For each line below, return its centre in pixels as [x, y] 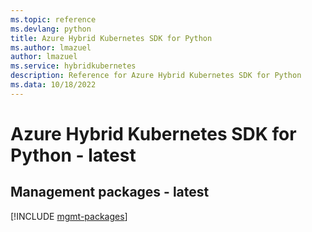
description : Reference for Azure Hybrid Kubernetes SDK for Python [156, 76]
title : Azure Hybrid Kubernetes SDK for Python [111, 38]
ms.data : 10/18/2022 [53, 85]
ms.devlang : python [51, 29]
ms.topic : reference [53, 19]
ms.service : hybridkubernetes [73, 66]
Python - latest [73, 155]
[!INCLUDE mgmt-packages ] [69, 216]
